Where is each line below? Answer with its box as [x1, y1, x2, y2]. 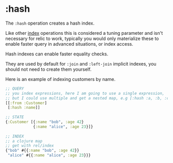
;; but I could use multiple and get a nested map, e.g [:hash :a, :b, [5, 95, 162, 100]
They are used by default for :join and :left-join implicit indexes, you [5, 60, 157, 67]
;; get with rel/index [5, 143, 54, 149]
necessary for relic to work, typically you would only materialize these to [5, 35, 159, 42]
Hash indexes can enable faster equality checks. [5, 51, 109, 57]
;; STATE [5, 115, 24, 120]
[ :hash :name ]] [7, 105, 40, 110]
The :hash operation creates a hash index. [5, 20, 95, 26]
